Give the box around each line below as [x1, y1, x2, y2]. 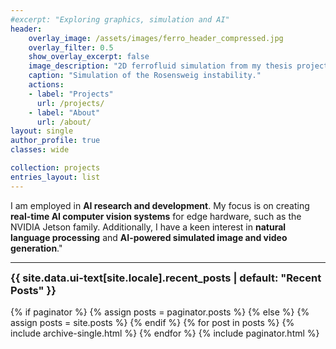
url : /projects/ [36, 98, 105, 108]
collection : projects [10, 163, 101, 173]
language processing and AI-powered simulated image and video [10, 231, 288, 243]
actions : [28, 80, 65, 90]
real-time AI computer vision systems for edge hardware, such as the [10, 210, 302, 222]
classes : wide [10, 145, 70, 155]
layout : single [10, 126, 74, 136]
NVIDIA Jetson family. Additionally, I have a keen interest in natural [10, 221, 287, 233]
